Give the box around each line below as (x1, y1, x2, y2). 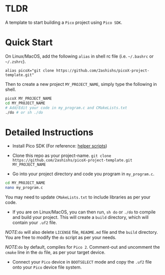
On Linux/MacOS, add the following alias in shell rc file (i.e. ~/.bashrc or (5, 53, 154, 59)
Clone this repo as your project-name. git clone (12, 152, 111, 159)
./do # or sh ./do (5, 110, 43, 115)
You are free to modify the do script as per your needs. (5, 234, 116, 241)
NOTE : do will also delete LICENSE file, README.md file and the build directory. (5, 229, 158, 235)
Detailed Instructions (5, 127, 94, 138)
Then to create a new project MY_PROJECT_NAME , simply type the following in (5, 81, 157, 87)
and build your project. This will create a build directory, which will (12, 214, 149, 220)
